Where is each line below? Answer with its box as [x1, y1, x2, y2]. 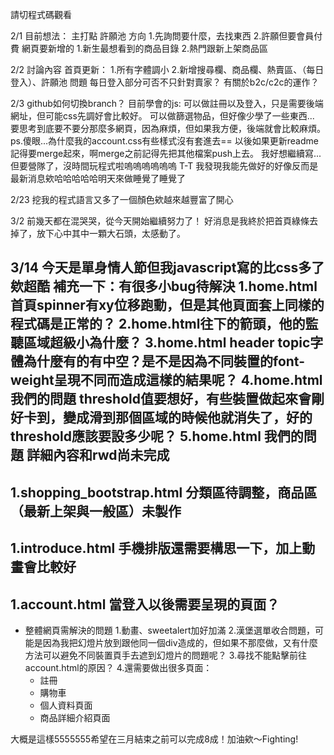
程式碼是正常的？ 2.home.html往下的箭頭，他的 [10, 316, 306, 333]
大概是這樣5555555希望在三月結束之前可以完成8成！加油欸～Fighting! [10, 733, 299, 745]
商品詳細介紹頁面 [39, 711, 111, 723]
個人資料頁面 [39, 699, 93, 711]
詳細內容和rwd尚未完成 [26, 447, 170, 464]
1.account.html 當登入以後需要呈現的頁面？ [10, 596, 280, 613]
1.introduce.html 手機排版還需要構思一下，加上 [10, 540, 303, 557]
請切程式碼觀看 [10, 9, 72, 20]
